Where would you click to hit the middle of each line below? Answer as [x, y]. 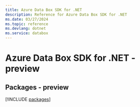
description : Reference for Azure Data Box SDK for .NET [66, 15]
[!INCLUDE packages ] [28, 99]
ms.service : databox [27, 33]
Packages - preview [37, 87]
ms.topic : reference [27, 24]
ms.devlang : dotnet [26, 29]
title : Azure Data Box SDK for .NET [44, 10]
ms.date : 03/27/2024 [27, 19]
